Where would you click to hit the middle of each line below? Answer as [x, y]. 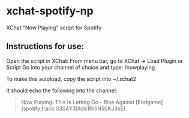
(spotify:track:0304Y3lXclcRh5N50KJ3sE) [73, 108]
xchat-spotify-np [50, 11]
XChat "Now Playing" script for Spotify [54, 28]
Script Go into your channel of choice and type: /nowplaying [81, 67]
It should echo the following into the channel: [62, 90]
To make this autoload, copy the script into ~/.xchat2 [71, 78]
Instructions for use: [45, 46]
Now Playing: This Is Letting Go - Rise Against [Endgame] [92, 102]
